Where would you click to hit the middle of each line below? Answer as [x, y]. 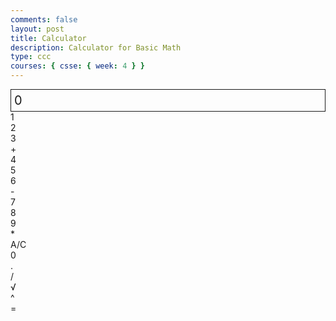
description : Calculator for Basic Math [96, 47]
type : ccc [31, 57]
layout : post [37, 29]
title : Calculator [48, 38]
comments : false [44, 19]
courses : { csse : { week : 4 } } [77, 66]
